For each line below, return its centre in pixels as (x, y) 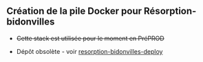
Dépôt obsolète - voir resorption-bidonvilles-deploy (89, 51)
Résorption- (170, 11)
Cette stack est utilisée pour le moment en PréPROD (90, 38)
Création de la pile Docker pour (74, 11)
